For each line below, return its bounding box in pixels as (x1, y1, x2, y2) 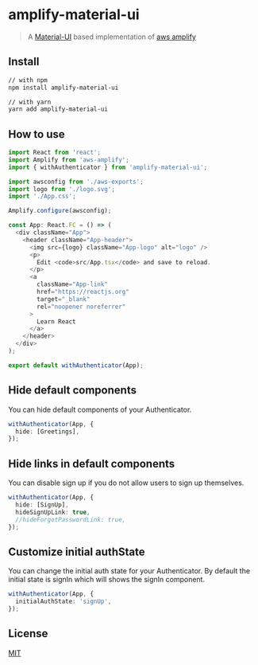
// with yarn (8, 98, 52, 106)
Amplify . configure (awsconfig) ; (8, 207, 112, 215)
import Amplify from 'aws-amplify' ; (8, 155, 129, 164)
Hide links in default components (8, 456, 175, 471)
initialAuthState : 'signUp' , (15, 597, 112, 606)
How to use (8, 127, 65, 141)
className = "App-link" (37, 280, 109, 288)
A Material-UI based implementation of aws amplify (27, 32, 197, 41)
